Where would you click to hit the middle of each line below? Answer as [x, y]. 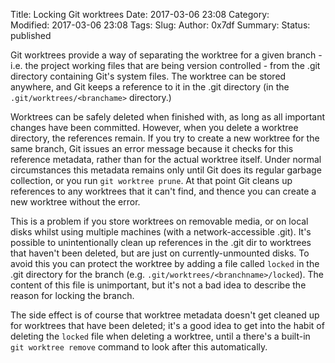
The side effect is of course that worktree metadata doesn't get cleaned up [165, 315]
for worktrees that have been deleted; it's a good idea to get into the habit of [167, 325]
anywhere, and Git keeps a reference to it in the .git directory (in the [150, 87]
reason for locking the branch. [72, 295]
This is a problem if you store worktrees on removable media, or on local [159, 221]
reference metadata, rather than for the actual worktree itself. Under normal [166, 159]
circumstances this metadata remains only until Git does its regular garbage [166, 170]
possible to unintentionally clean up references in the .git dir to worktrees [161, 242]
